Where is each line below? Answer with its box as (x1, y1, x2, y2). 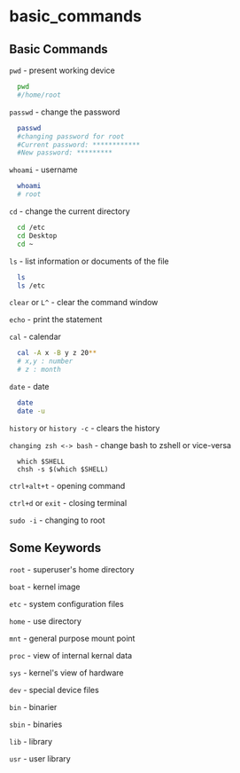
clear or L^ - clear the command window (9, 297, 159, 308)
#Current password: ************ (17, 140, 141, 149)
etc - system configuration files (9, 598, 124, 609)
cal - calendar (9, 331, 62, 343)
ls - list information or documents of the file (9, 256, 170, 266)
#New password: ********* (17, 148, 113, 157)
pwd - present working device (9, 65, 115, 75)
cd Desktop (17, 231, 58, 241)
